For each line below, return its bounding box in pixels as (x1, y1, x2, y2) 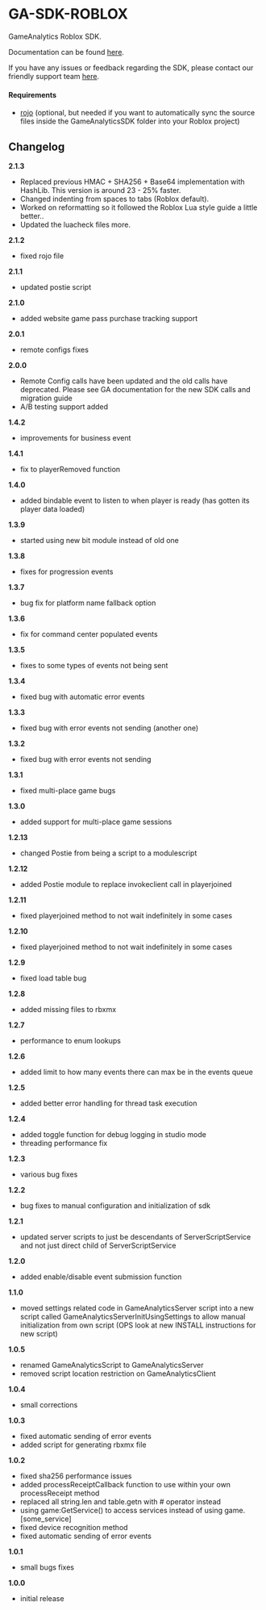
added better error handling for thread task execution (19, 1098, 197, 1108)
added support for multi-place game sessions (19, 817, 172, 826)
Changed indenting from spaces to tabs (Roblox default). (19, 194, 210, 203)
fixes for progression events (19, 567, 114, 576)
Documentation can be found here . (8, 47, 125, 56)
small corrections (19, 1399, 78, 1409)
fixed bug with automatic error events (19, 692, 145, 701)
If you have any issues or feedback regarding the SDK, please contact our (8, 62, 254, 73)
